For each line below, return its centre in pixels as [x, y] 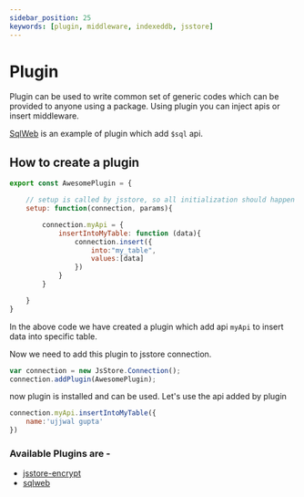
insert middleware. [44, 116]
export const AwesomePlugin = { [71, 183]
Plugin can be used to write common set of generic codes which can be [144, 97]
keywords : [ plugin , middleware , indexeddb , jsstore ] [111, 26]
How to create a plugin [74, 162]
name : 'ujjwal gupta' [65, 422]
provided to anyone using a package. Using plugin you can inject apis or [145, 107]
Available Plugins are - [60, 453]
